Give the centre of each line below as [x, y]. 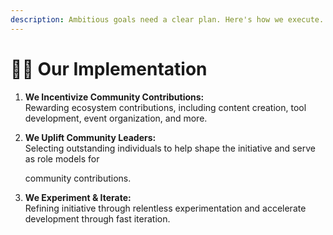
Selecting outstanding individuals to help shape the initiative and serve [170, 148]
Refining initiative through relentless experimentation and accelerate [165, 208]
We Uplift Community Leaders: [90, 137]
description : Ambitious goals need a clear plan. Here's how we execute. [167, 19]
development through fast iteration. [97, 218]
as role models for [62, 158]
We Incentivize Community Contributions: [114, 97]
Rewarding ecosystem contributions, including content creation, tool [165, 107]
